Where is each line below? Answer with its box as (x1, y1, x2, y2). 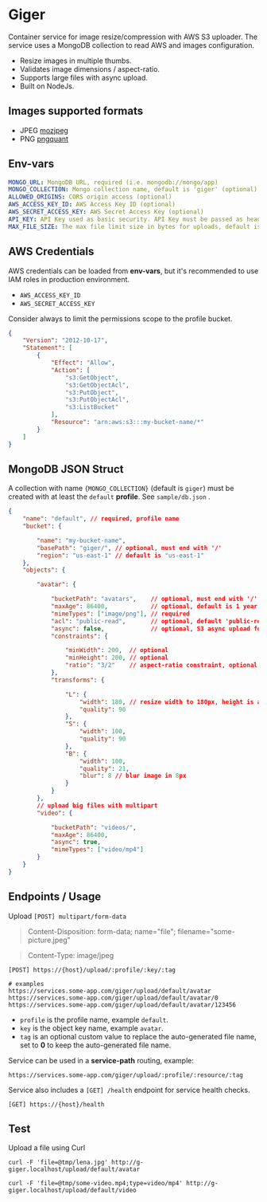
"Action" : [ (50, 366, 91, 374)
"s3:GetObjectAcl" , (64, 381, 130, 389)
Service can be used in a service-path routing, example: (8, 1055, 195, 1065)
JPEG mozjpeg (19, 125, 69, 135)
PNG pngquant (19, 134, 69, 143)
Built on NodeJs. (19, 81, 75, 91)
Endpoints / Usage (8, 890, 102, 904)
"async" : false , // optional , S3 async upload (50, 624, 250, 633)
